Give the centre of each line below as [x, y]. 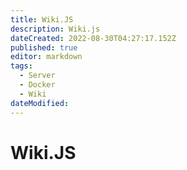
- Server [37, 76]
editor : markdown [46, 57]
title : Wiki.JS [42, 19]
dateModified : [40, 103]
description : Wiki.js [55, 29]
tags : [21, 66]
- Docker [37, 85]
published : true [44, 47]
